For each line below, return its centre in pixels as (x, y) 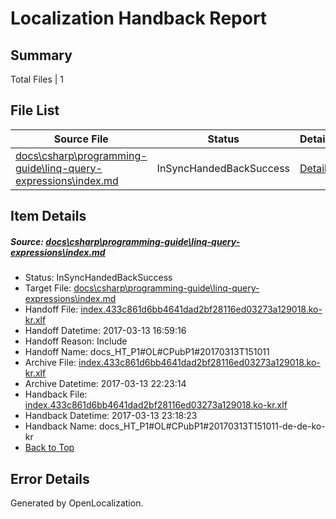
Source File (81, 139)
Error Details (50, 478)
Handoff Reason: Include (76, 341)
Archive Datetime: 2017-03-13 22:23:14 (105, 384)
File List (35, 110)
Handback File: (56, 394)
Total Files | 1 (37, 79)
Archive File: (50, 363)
